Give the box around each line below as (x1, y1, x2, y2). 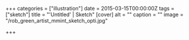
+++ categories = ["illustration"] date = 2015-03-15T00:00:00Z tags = (5, 5, 175, 12)
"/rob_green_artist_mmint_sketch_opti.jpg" (5, 17, 108, 24)
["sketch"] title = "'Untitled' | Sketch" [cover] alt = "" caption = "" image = (5, 11, 184, 18)
